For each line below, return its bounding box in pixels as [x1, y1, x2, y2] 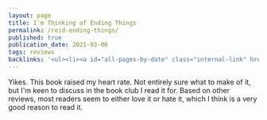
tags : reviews [8, 48, 56, 56]
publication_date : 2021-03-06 [8, 41, 109, 49]
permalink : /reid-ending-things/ [8, 26, 119, 34]
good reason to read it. [8, 102, 83, 111]
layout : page [8, 11, 52, 20]
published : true [8, 33, 62, 42]
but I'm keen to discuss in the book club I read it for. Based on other [8, 85, 230, 95]
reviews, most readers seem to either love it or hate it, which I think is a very [8, 94, 257, 103]
